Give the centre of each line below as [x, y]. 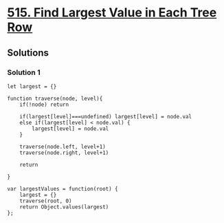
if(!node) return [44, 105]
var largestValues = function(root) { [63, 189]
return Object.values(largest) [64, 207]
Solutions [28, 53]
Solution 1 [24, 72]
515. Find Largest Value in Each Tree [112, 13]
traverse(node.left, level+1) [63, 147]
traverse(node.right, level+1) [64, 153]
